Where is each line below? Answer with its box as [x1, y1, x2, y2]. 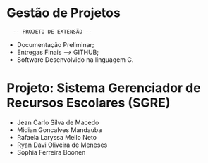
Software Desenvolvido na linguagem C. [16, 55, 134, 64]
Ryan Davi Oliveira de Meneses [16, 141, 108, 149]
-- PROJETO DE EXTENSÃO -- [13, 28, 92, 35]
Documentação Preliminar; [16, 40, 94, 48]
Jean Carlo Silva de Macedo [16, 118, 99, 126]
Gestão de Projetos [6, 5, 121, 21]
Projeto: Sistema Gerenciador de [6, 80, 202, 96]
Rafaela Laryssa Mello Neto [16, 133, 97, 141]
